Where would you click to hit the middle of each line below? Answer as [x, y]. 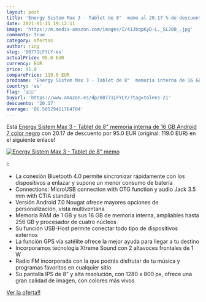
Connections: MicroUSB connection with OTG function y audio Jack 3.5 [105, 189]
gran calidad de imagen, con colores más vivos [75, 281]
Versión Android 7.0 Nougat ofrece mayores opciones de [87, 202]
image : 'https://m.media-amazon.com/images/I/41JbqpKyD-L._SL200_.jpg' [100, 29]
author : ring [23, 47]
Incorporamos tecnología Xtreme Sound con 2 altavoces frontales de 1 [104, 248]
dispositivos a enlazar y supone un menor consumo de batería [94, 182]
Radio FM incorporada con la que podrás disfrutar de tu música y [97, 261]
